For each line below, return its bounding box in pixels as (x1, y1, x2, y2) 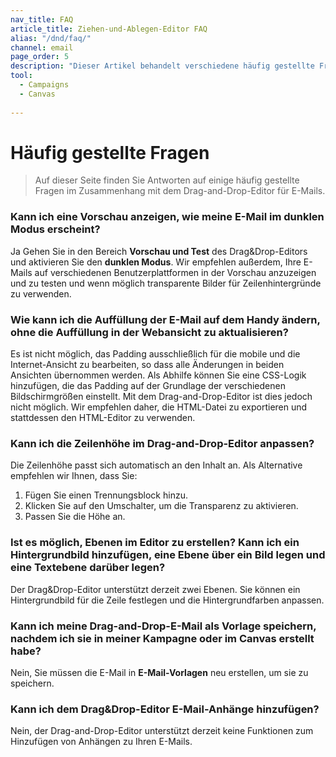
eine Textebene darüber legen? (10, 561, 166, 575)
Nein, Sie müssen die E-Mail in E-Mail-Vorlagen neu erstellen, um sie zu (10, 666, 309, 678)
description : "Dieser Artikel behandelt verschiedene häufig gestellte (10, 61, 315, 71)
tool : (10, 71, 33, 81)
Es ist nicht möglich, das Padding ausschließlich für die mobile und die (10, 348, 301, 360)
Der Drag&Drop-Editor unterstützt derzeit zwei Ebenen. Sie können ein (10, 583, 301, 595)
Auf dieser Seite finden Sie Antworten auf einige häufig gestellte (34, 174, 300, 186)
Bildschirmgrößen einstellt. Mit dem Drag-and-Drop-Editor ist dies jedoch (10, 391, 313, 403)
